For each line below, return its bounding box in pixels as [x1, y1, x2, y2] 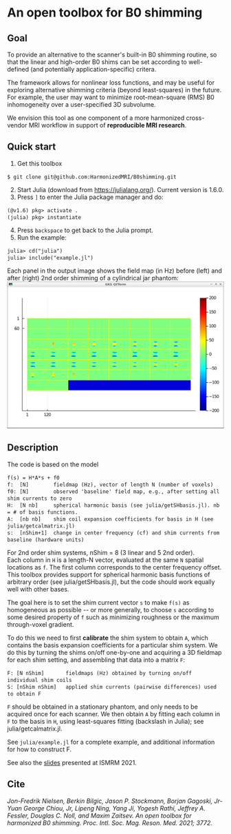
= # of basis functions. [7, 508, 78, 516]
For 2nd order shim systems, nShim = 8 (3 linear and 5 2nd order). [7, 548, 195, 556]
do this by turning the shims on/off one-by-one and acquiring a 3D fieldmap [7, 648, 222, 656]
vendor [7, 121, 27, 129]
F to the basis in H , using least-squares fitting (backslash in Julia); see [7, 717, 204, 725]
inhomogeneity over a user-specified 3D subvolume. [7, 101, 156, 108]
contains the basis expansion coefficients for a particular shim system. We [7, 640, 218, 649]
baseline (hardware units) [7, 536, 85, 543]
